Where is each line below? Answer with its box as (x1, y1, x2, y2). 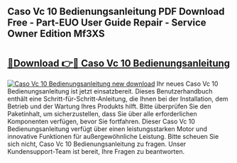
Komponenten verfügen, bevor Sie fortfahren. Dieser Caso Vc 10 (7, 117, 195, 125)
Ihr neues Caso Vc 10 (156, 79, 219, 88)
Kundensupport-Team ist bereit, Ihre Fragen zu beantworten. (7, 147, 185, 155)
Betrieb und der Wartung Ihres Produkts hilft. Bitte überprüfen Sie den (7, 102, 211, 111)
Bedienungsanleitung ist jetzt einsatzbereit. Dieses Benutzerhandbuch (7, 87, 213, 95)
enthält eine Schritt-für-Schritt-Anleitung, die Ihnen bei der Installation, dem (7, 95, 228, 103)
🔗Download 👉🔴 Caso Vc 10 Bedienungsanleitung (7, 57, 231, 69)
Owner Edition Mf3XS (7, 28, 105, 40)
